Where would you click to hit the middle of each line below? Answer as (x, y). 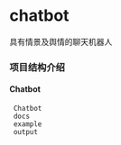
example (28, 124)
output (26, 132)
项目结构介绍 (37, 67)
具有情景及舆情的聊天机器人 (61, 41)
